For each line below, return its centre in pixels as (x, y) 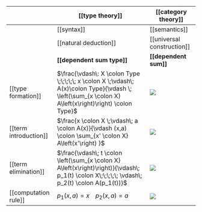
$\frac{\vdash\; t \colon (90, 153)
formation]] (25, 96)
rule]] (17, 200)
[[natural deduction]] (86, 43)
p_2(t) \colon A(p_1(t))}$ (92, 183)
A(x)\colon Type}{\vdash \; (94, 88)
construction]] (170, 46)
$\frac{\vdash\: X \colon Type (98, 73)
